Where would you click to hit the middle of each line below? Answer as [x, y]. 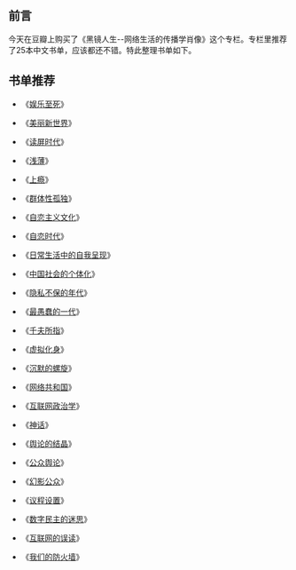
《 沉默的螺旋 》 [48, 368]
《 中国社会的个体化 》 [60, 273]
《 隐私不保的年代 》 [56, 292]
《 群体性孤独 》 [48, 198]
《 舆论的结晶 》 [48, 443]
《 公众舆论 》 [44, 462]
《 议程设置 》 [44, 500]
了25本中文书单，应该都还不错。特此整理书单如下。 [102, 50]
